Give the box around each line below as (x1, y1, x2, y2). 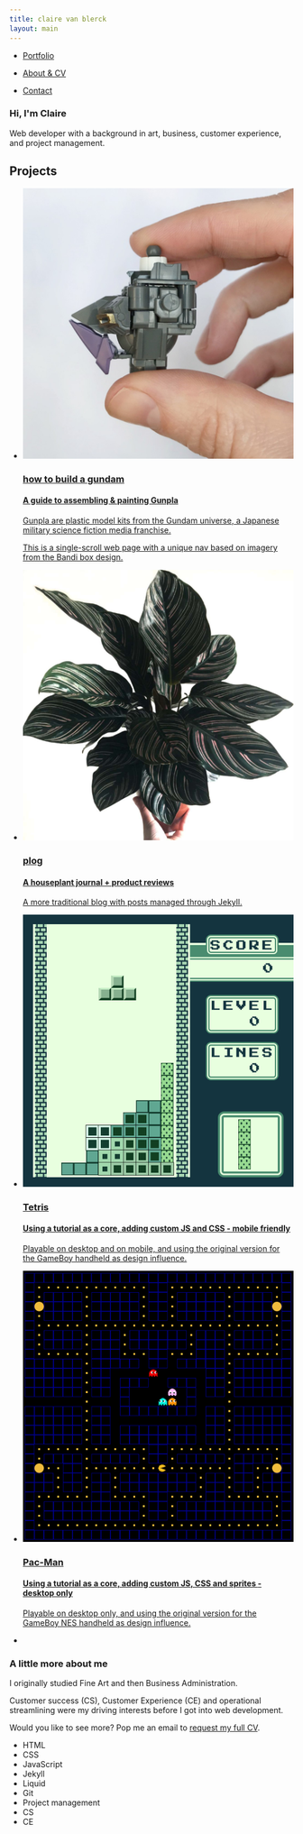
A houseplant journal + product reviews (22, 876, 174, 887)
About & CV (22, 68, 67, 78)
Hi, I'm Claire (9, 107, 67, 120)
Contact (22, 85, 52, 96)
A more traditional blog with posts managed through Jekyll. (22, 897, 243, 908)
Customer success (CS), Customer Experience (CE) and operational (9, 1695, 262, 1706)
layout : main (9, 23, 59, 33)
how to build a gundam (22, 472, 124, 485)
